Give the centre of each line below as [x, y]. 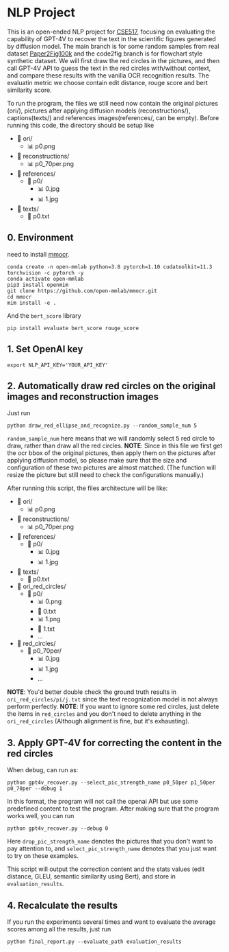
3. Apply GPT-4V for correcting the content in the [114, 743]
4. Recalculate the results [63, 905]
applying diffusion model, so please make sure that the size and [97, 461]
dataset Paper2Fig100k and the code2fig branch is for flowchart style [105, 54]
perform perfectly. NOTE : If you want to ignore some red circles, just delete [113, 707]
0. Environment [40, 238]
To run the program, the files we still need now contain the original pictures [113, 103]
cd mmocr [19, 297]
